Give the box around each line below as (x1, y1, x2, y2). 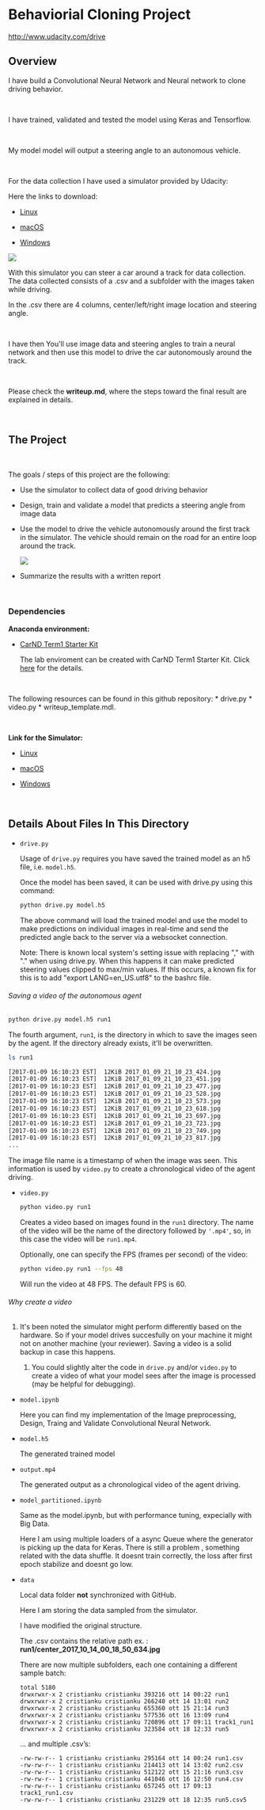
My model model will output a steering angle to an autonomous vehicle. (8, 145, 241, 155)
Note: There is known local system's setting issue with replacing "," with (19, 948, 255, 957)
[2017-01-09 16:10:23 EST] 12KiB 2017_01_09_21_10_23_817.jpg (8, 1134, 221, 1142)
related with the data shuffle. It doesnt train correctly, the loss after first (19, 1551, 253, 1561)
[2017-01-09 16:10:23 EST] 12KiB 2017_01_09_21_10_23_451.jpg (8, 1075, 221, 1083)
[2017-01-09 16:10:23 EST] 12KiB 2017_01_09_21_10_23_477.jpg (8, 1082, 221, 1090)
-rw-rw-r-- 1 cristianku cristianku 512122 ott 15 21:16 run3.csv (19, 1768, 244, 1777)
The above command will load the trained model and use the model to (19, 915, 248, 925)
